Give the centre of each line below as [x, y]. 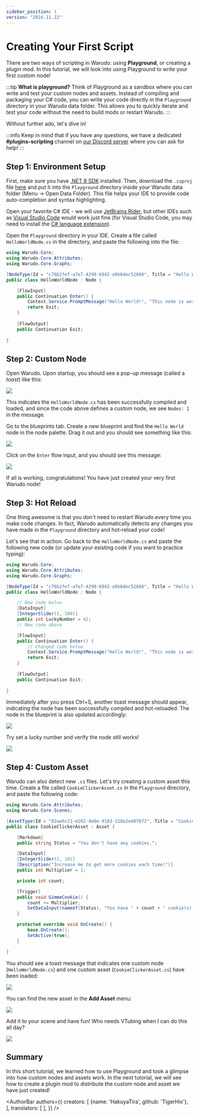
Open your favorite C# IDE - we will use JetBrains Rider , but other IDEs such [99, 211]
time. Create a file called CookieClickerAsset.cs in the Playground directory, [98, 788]
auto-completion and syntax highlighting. [56, 200]
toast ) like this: [24, 379]
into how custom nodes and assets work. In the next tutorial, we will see [94, 1078]
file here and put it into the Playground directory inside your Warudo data [94, 187]
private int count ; [41, 881]
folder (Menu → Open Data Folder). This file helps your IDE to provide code [98, 194]
